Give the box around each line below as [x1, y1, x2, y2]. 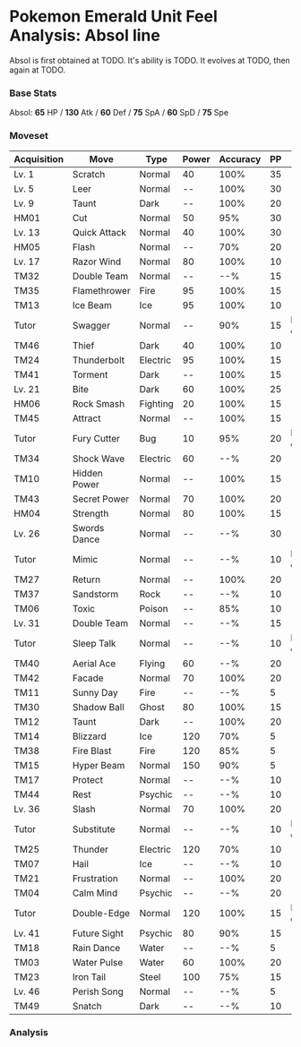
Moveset [9, 130, 49, 142]
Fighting [139, 397, 175, 409]
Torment [72, 368, 108, 381]
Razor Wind [72, 255, 122, 268]
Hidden [72, 467, 103, 479]
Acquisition [13, 152, 64, 165]
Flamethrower [72, 284, 132, 296]
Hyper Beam [72, 759, 125, 771]
